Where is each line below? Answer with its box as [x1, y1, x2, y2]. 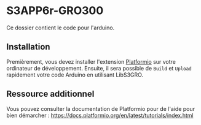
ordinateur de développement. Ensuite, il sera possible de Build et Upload [6, 64, 192, 72]
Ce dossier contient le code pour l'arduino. [6, 24, 115, 31]
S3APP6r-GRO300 [6, 4, 104, 18]
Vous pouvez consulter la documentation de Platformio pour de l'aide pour [6, 105, 195, 112]
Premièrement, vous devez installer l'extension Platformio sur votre [6, 58, 176, 65]
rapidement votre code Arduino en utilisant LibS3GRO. [6, 71, 143, 78]
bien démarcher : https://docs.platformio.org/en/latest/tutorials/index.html [6, 112, 194, 119]
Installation [6, 42, 50, 52]
